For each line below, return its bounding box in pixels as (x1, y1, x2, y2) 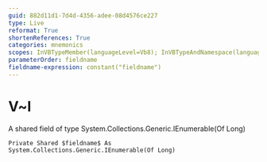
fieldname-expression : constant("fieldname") (8, 64, 161, 71)
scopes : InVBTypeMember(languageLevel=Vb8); (8, 48, 158, 56)
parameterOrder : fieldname (8, 56, 98, 64)
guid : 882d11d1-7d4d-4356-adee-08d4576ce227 (8, 11, 158, 20)
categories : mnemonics (8, 41, 83, 49)
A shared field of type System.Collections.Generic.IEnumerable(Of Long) (8, 124, 246, 133)
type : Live (8, 19, 44, 27)
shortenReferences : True (8, 33, 91, 42)
